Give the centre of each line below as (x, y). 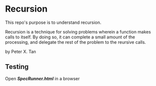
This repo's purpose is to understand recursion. (53, 22)
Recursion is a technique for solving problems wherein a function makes (78, 32)
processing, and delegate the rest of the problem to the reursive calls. (76, 42)
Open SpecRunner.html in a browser (42, 78)
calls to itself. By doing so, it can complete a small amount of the (70, 37)
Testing (17, 67)
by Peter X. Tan (21, 52)
